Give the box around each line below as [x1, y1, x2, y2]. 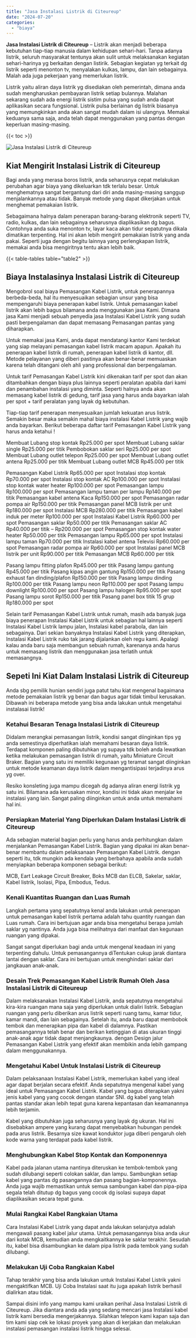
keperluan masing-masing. [6, 121, 71, 128]
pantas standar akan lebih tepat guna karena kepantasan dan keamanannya [6, 1100, 189, 1107]
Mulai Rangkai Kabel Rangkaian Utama [6, 1210, 118, 1218]
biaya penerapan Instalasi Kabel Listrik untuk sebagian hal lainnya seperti [6, 617, 183, 624]
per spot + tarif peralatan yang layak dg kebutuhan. [6, 397, 130, 405]
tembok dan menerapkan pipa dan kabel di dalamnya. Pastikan [6, 1022, 157, 1029]
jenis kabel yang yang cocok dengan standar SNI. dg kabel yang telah [6, 1094, 174, 1101]
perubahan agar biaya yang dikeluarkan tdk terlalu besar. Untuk [6, 183, 159, 190]
